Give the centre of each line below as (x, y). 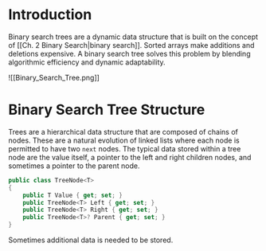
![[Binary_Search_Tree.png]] (54, 77)
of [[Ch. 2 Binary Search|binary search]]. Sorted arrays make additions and (131, 45)
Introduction (50, 15)
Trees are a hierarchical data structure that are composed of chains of (123, 131)
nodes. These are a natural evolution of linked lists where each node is (124, 140)
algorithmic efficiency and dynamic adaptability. (87, 62)
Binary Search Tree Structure (107, 110)
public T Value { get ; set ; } (73, 195)
